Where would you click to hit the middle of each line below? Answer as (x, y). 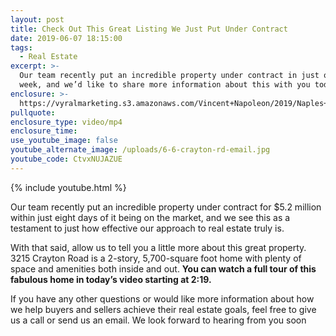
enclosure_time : (44, 131)
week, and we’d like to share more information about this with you (165, 85)
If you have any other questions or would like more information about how (162, 298)
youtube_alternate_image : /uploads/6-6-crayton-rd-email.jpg (140, 150)
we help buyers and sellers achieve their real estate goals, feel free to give (163, 309)
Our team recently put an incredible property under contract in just (169, 76)
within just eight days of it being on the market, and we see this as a (150, 217)
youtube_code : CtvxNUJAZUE (66, 159)
